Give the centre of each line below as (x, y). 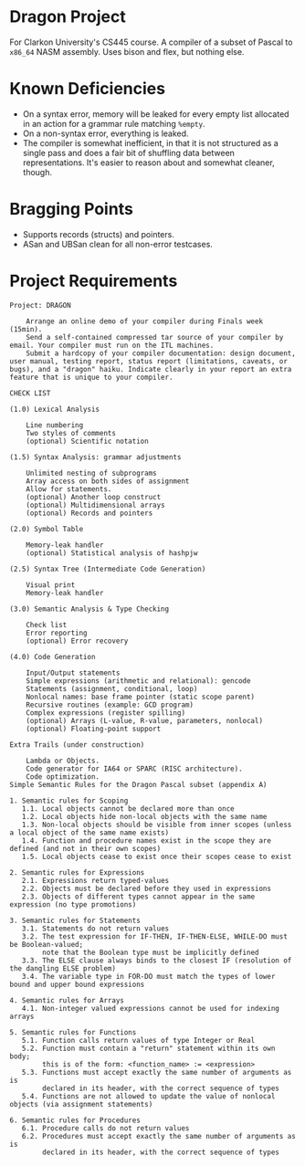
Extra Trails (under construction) (77, 745)
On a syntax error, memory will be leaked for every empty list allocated (156, 114)
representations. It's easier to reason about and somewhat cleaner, (149, 163)
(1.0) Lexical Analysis (55, 409)
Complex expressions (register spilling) (105, 713)
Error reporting (57, 633)
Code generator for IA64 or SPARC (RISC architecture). (135, 769)
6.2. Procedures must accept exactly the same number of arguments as (159, 1136)
